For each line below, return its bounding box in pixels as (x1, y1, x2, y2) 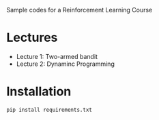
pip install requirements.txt (6, 106, 93, 113)
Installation (6, 84, 72, 99)
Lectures (6, 30, 58, 45)
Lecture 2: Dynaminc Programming (16, 60, 115, 68)
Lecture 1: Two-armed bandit (16, 52, 98, 60)
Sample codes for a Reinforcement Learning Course (6, 6, 153, 14)
